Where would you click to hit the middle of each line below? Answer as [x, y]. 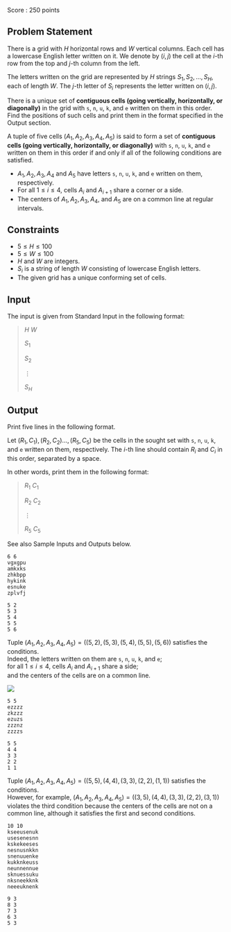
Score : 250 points [34, 10]
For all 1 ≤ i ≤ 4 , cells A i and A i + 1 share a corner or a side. [100, 191]
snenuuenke [23, 856]
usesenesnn [23, 838]
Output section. [29, 123]
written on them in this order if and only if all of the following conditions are [114, 153]
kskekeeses [23, 845]
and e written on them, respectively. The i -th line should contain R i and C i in [115, 450]
